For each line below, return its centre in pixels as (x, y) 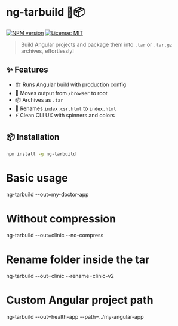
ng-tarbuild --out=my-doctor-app (47, 194)
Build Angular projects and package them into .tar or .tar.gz (96, 44)
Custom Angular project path (80, 300)
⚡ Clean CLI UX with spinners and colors (65, 115)
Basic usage (37, 178)
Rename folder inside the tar (78, 259)
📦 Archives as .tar (39, 99)
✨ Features (27, 70)
